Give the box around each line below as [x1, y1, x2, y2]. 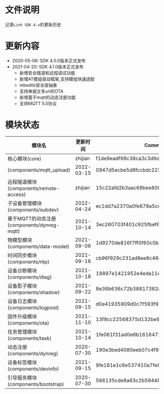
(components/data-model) [7, 243, 70, 250]
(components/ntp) [7, 258, 50, 265]
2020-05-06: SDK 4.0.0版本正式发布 [12, 57, 86, 64]
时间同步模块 [7, 252, 38, 258]
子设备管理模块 [7, 200, 42, 207]
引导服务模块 [7, 374, 38, 381]
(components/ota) [7, 319, 50, 326]
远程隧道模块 [7, 178, 38, 185]
